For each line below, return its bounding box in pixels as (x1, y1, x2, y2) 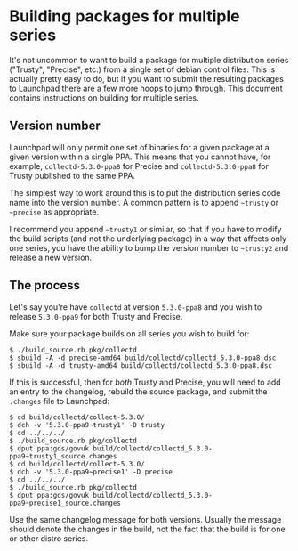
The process (9, 278, 81, 293)
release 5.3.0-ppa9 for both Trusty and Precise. (9, 311, 183, 321)
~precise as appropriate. (9, 207, 100, 217)
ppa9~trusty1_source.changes (9, 451, 117, 460)
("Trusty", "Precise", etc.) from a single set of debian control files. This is (9, 64, 276, 75)
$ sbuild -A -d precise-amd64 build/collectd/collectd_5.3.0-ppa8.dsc (9, 353, 277, 362)
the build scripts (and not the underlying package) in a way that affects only (9, 233, 287, 244)
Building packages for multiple (9, 6, 240, 27)
